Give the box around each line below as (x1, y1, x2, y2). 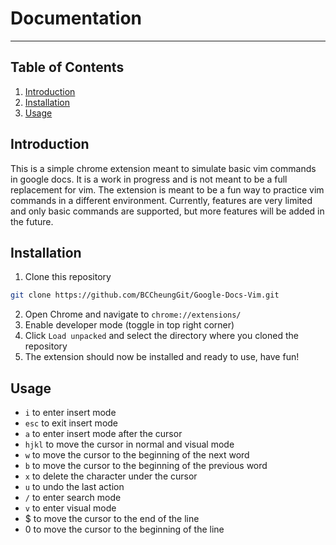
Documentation (10, 7, 143, 30)
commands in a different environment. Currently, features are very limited (10, 194, 313, 206)
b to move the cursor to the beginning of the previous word (24, 460, 268, 472)
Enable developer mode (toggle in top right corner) (24, 319, 235, 331)
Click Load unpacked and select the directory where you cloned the (24, 330, 299, 342)
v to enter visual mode (24, 502, 117, 514)
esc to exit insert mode (24, 417, 119, 429)
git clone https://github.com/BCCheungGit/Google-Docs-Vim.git (10, 290, 280, 301)
